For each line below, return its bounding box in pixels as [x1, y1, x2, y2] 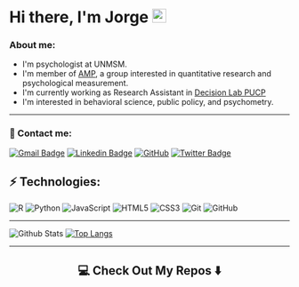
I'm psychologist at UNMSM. [21, 59, 127, 69]
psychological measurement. [21, 78, 129, 89]
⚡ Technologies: [9, 174, 101, 189]
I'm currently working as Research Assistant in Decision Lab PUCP [21, 87, 266, 98]
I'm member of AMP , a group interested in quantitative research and [21, 68, 271, 79]
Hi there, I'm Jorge [9, 7, 149, 28]
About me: [9, 39, 56, 52]
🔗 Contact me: [9, 127, 73, 140]
